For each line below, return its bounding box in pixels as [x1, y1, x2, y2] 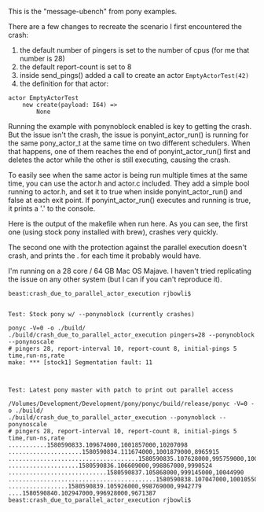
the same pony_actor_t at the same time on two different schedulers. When [8, 138, 251, 148]
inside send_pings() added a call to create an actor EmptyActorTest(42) [19, 71, 250, 79]
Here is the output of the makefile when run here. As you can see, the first [8, 219, 248, 228]
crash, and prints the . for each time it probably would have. [8, 251, 202, 260]
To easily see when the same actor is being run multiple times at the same [8, 171, 248, 179]
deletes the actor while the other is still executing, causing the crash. [8, 155, 231, 164]
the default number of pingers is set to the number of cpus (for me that [19, 46, 250, 54]
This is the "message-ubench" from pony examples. [8, 7, 178, 16]
